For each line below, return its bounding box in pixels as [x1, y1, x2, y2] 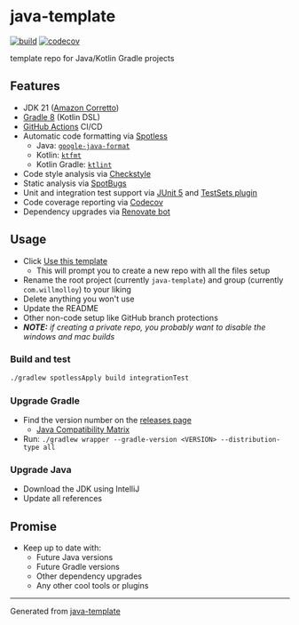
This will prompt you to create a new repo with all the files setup [35, 265, 271, 276]
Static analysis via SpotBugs [22, 178, 127, 188]
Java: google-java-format [35, 140, 130, 150]
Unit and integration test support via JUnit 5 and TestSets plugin [22, 187, 258, 197]
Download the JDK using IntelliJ [22, 484, 140, 494]
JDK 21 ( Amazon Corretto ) [22, 102, 120, 113]
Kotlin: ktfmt [35, 149, 83, 160]
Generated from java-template [10, 606, 121, 617]
